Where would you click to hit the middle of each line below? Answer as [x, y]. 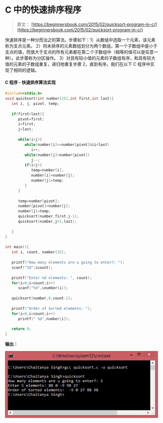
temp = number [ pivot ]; [39, 201]
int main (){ [17, 247]
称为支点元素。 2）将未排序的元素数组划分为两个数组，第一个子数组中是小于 [81, 46]
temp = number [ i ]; [47, 170]
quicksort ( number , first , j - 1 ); [48, 217]
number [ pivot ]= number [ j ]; [44, 206]
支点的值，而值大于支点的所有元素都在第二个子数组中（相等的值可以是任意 [79, 52]
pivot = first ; [31, 119]
